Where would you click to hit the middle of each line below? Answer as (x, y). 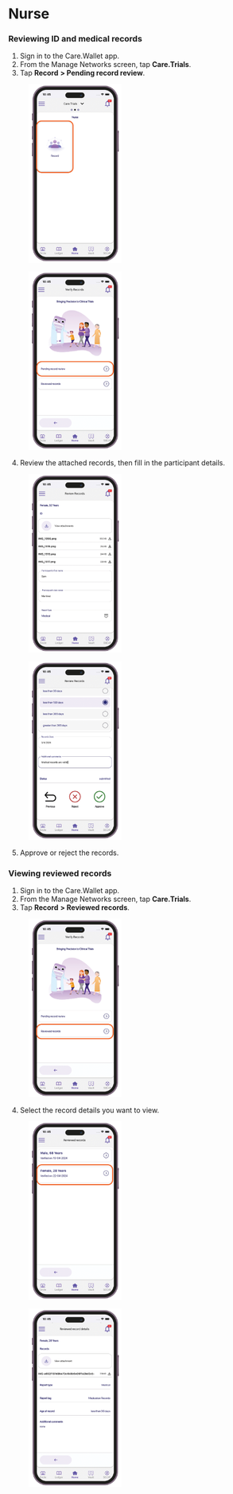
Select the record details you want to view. (89, 1110)
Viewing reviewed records (60, 873)
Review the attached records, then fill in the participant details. (122, 463)
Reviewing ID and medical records (76, 39)
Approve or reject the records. (69, 853)
